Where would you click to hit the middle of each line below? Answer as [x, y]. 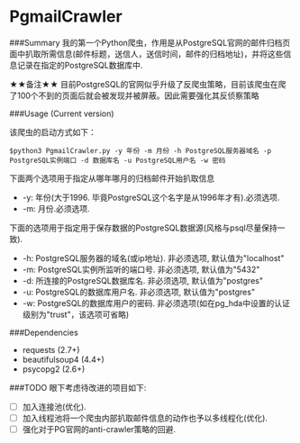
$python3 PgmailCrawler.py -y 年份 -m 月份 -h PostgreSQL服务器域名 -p [141, 150]
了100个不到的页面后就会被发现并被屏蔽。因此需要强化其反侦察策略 [134, 95]
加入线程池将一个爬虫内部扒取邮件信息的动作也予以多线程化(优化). [145, 418]
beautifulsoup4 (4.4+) [64, 359]
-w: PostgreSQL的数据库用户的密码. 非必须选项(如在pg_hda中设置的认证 [156, 303]
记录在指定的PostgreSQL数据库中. [80, 65]
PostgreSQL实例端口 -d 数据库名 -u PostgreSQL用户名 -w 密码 [118, 160]
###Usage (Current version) [62, 113]
